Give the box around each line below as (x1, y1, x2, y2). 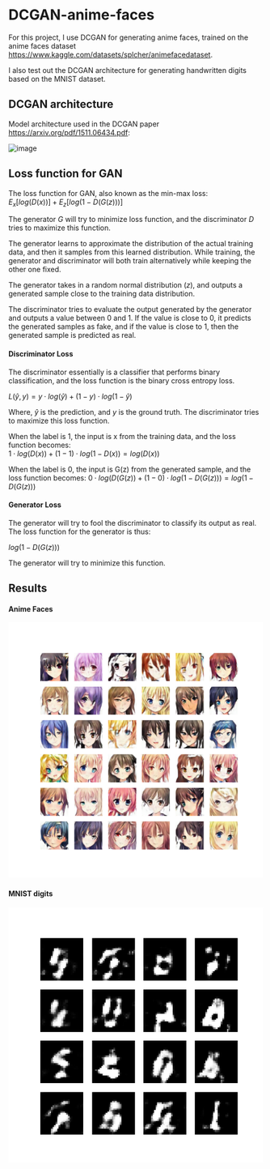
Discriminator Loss (8, 348, 74, 358)
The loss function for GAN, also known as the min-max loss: (8, 188, 209, 198)
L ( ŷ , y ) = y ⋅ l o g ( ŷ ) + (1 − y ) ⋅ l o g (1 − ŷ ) (8, 391, 133, 401)
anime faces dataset (8, 41, 77, 50)
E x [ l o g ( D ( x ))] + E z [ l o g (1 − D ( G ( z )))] (8, 197, 124, 208)
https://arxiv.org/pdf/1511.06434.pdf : (8, 127, 131, 137)
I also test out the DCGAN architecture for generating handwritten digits (8, 65, 247, 75)
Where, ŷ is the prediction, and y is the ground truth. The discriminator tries (8, 407, 259, 416)
